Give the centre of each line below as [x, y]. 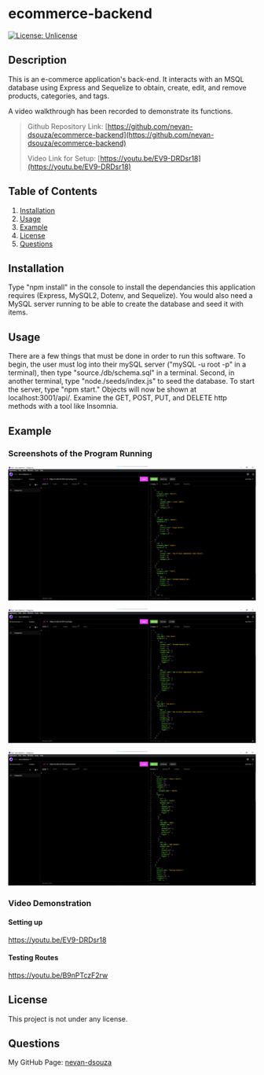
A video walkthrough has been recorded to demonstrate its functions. [121, 111]
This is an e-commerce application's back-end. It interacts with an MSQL [126, 79]
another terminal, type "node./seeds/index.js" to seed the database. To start [132, 381]
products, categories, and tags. [59, 96]
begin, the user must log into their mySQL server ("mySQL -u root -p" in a [127, 364]
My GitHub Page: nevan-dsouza [60, 1062]
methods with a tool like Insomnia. [63, 407]
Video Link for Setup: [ [64, 158]
